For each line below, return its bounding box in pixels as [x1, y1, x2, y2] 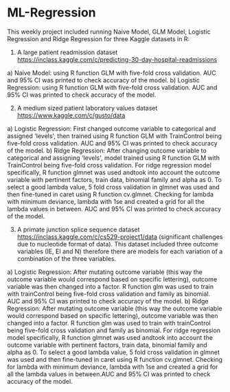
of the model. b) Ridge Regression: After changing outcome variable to [7, 146, 207, 154]
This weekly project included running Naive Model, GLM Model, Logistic [7, 27, 211, 36]
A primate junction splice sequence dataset [16, 225, 140, 233]
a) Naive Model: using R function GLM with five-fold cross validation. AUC [7, 69, 216, 77]
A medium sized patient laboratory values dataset [16, 104, 158, 112]
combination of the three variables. [16, 254, 117, 262]
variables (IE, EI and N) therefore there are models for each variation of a [16, 247, 223, 255]
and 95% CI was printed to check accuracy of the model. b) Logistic [7, 76, 200, 84]
